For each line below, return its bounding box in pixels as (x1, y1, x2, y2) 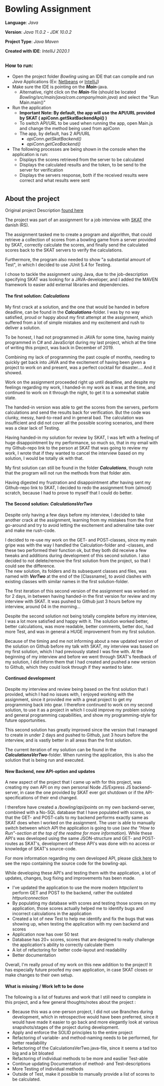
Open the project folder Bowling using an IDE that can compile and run (12, 73, 154, 79)
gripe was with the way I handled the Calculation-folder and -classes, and (5, 542, 154, 548)
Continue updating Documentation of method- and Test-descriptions (12, 1061, 151, 1067)
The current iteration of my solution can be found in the (5, 747, 116, 752)
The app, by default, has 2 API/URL (19, 131, 90, 136)
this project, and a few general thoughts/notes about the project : (5, 999, 136, 1005)
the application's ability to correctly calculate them (12, 942, 114, 948)
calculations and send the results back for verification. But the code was (5, 409, 151, 415)
